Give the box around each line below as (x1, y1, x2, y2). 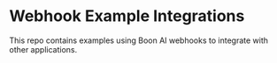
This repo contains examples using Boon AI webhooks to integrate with (9, 35, 268, 45)
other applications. (9, 44, 78, 54)
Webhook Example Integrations (9, 6, 245, 26)
